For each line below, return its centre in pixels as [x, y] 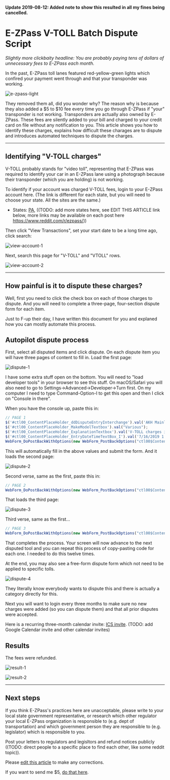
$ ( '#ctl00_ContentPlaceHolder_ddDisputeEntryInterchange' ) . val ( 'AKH [79, 422]
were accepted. [22, 614]
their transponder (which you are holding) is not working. [65, 179]
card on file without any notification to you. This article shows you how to [81, 125]
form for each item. [25, 309]
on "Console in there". [28, 399]
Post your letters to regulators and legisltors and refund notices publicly [80, 742]
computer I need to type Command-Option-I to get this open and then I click [85, 393]
